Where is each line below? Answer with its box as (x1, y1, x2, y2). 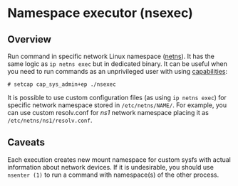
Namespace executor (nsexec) (7, 5, 194, 21)
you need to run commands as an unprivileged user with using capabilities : (7, 67, 228, 75)
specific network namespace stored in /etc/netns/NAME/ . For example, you (7, 101, 227, 109)
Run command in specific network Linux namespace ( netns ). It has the (7, 52, 215, 60)
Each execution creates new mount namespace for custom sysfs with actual (7, 155, 232, 164)
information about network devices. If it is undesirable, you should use (7, 163, 214, 171)
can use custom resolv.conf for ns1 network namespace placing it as (7, 109, 209, 116)
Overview (7, 33, 52, 45)
